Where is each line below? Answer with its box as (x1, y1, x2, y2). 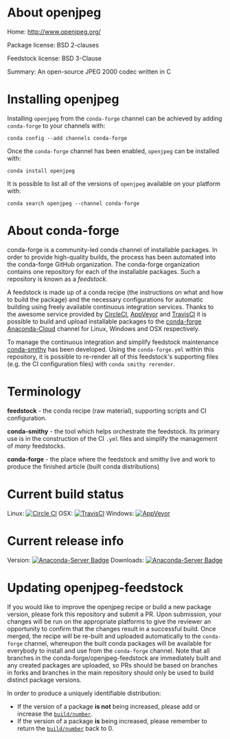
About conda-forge (7, 223, 119, 238)
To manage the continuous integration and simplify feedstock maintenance (7, 338, 219, 346)
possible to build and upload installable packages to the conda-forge (7, 317, 202, 326)
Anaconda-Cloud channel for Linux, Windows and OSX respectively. (7, 324, 200, 332)
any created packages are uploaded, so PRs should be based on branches (7, 661, 218, 669)
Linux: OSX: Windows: (7, 509, 135, 517)
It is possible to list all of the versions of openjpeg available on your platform (7, 179, 221, 187)
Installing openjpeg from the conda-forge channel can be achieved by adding (7, 114, 222, 122)
